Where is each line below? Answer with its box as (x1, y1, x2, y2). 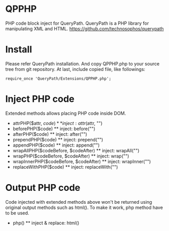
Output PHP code (5, 182, 81, 193)
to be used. (5, 209, 29, 216)
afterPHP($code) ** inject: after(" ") (12, 131, 87, 137)
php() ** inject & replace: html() (12, 220, 80, 226)
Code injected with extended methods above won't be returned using (5, 199, 153, 205)
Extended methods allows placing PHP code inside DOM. (5, 110, 126, 116)
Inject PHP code (5, 93, 74, 105)
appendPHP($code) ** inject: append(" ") (12, 142, 100, 148)
